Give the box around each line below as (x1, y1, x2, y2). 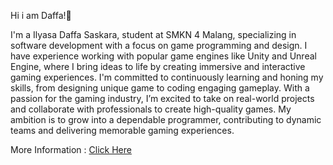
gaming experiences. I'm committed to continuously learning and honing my (10, 71, 324, 83)
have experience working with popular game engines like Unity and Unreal (10, 50, 317, 62)
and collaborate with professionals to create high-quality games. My (10, 103, 292, 115)
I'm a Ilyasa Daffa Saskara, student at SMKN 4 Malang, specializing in (10, 29, 297, 40)
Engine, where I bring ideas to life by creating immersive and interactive (10, 61, 306, 72)
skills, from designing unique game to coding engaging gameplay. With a (10, 82, 310, 94)
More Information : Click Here (10, 144, 132, 155)
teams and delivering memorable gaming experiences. (10, 125, 235, 136)
